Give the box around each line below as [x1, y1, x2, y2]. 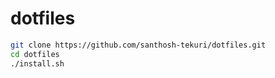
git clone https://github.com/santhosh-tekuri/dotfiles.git [10, 40, 267, 50]
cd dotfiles [10, 49, 60, 59]
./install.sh [10, 58, 65, 69]
